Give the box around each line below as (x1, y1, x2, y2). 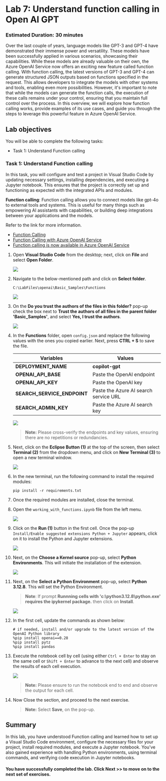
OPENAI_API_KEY (15, 379, 58, 386)
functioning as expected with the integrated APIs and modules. (5, 187, 133, 193)
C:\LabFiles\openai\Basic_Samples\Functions (12, 285, 106, 290)
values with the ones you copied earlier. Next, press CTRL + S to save (12, 337, 155, 343)
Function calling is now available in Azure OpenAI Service (12, 242, 130, 248)
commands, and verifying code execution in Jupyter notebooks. (5, 755, 135, 761)
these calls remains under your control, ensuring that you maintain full (5, 95, 148, 101)
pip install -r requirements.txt (12, 488, 82, 493)
